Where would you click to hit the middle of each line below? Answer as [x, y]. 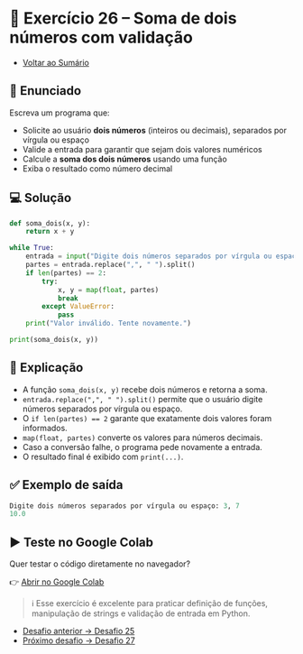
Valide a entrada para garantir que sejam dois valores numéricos [142, 149]
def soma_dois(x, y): [50, 223]
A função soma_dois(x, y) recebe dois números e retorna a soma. [145, 389]
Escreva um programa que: [60, 113]
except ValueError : [78, 307]
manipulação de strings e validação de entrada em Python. [141, 613]
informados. [45, 428]
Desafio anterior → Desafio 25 [78, 631]
